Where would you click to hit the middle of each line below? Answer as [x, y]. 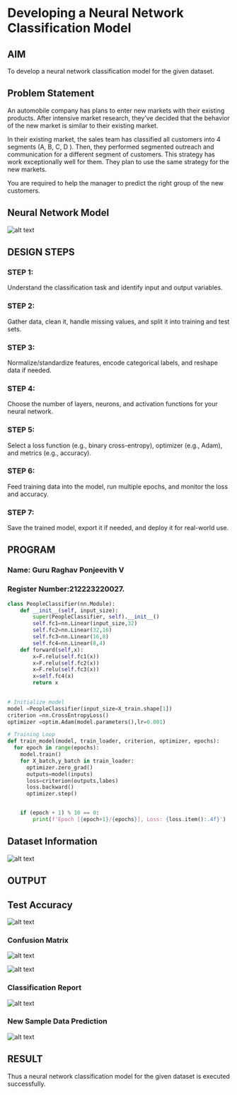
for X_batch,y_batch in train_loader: [77, 761]
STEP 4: [21, 389]
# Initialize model [36, 702]
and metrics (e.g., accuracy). [50, 453]
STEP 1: [21, 272]
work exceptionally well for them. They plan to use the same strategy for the [118, 161]
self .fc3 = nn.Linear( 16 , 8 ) [71, 637]
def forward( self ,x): [52, 650]
